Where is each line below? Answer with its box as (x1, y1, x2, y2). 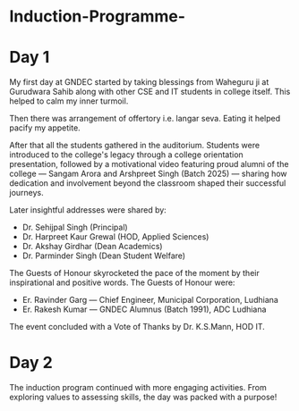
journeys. (9, 188, 45, 198)
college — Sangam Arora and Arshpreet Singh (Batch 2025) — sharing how (9, 168, 288, 180)
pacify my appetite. (9, 122, 81, 133)
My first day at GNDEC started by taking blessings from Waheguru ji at (9, 77, 269, 88)
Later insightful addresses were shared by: (9, 205, 167, 215)
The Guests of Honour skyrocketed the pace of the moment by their (9, 268, 260, 279)
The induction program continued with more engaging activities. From (9, 382, 267, 393)
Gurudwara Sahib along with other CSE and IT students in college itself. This (9, 87, 291, 97)
